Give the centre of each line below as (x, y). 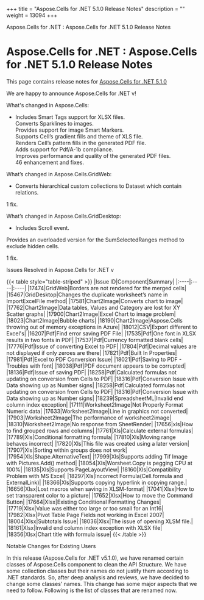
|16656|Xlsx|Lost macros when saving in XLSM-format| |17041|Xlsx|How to (100, 489)
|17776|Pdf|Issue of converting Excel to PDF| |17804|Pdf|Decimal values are (101, 346)
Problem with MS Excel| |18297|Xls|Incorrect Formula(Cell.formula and (95, 476)
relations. (27, 192)
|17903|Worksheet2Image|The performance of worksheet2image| (89, 418)
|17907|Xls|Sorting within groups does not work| (67, 450)
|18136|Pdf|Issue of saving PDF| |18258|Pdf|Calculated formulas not (91, 372)
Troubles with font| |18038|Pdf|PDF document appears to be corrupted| (96, 366)
